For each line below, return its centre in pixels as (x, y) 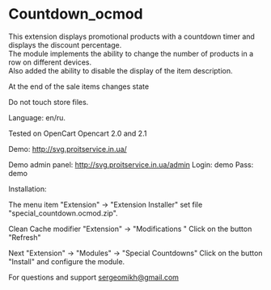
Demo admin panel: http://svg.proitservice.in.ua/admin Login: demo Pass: (131, 164)
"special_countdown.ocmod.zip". (64, 213)
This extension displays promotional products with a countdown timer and (131, 36)
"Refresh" (25, 237)
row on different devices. (50, 62)
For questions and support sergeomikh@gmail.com (94, 277)
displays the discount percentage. (65, 44)
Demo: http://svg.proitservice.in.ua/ (68, 149)
